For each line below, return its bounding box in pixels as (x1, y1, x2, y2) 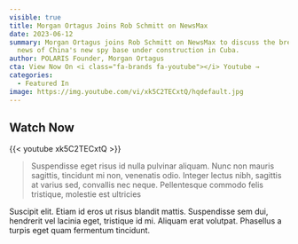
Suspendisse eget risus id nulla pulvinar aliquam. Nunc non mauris (30, 161, 275, 171)
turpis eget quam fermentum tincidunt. (9, 225, 151, 236)
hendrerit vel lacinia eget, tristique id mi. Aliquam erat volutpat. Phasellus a (9, 216, 282, 226)
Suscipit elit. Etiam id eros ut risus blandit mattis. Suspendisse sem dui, (9, 206, 269, 217)
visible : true (9, 12, 62, 22)
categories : (9, 71, 53, 80)
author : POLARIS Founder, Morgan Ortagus (9, 54, 165, 63)
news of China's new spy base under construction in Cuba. (17, 46, 240, 55)
